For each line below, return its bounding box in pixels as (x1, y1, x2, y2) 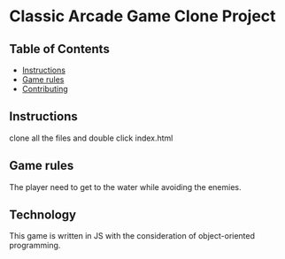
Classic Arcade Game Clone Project (9, 6, 276, 27)
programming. (9, 240, 61, 251)
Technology (9, 208, 77, 223)
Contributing (21, 84, 68, 94)
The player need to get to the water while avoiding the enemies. (9, 181, 242, 192)
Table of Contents (9, 42, 111, 57)
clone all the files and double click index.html (9, 133, 173, 143)
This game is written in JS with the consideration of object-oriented (9, 231, 255, 241)
